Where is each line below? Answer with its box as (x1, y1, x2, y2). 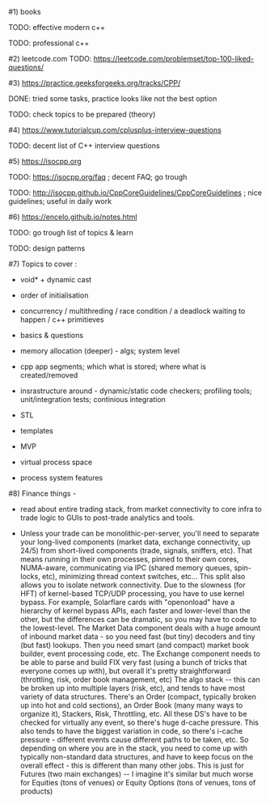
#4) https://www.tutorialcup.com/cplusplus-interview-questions (8, 125, 222, 134)
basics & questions (19, 331, 83, 340)
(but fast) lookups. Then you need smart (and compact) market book (19, 641, 250, 650)
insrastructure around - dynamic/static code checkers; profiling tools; (19, 386, 252, 396)
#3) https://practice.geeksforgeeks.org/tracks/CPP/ (8, 78, 181, 87)
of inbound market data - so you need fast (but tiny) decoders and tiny (19, 632, 256, 641)
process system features (19, 473, 103, 482)
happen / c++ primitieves (19, 315, 104, 324)
